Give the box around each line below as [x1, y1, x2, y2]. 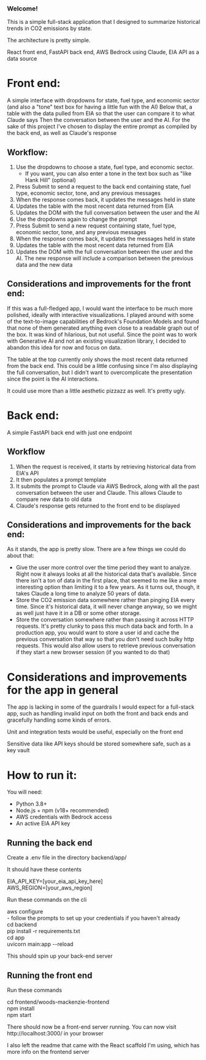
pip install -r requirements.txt [7, 928, 80, 935]
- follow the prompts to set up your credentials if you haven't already [7, 915, 180, 922]
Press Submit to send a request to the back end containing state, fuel [15, 183, 191, 191]
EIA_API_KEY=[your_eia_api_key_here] [7, 878, 103, 885]
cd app [7, 934, 25, 942]
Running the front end [7, 970, 93, 980]
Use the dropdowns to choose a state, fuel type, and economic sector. [15, 164, 194, 171]
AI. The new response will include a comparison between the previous [15, 254, 194, 262]
